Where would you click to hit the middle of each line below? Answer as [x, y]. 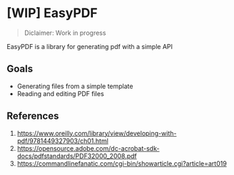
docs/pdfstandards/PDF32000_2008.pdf [77, 156]
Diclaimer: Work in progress [65, 33]
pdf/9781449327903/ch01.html [62, 141]
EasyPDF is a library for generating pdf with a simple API [90, 46]
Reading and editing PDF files [60, 93]
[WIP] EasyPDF [52, 13]
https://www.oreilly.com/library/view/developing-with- [97, 133]
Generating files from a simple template [75, 86]
